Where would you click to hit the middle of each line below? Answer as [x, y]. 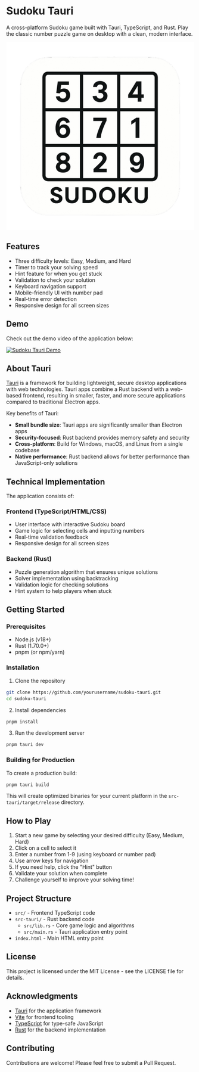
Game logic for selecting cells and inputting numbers [80, 531]
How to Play [29, 821]
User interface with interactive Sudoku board [70, 524]
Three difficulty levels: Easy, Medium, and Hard [73, 261]
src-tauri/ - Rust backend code [55, 919]
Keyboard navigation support [50, 286]
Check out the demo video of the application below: [70, 338]
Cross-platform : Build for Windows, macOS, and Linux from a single [99, 444]
